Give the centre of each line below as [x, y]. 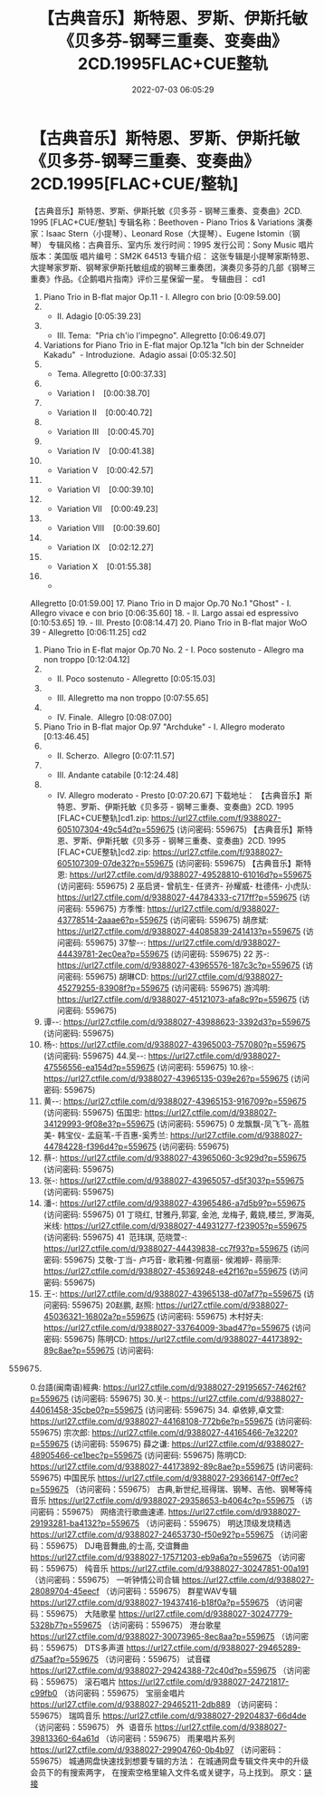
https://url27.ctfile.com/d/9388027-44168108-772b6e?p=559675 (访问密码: [171, 1421]
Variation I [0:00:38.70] [103, 393]
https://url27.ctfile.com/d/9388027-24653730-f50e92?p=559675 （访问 [165, 1534]
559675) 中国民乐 [63, 1477]
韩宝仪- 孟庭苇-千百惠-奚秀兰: [113, 1135]
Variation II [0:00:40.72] [105, 412]
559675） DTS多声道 [85, 1647]
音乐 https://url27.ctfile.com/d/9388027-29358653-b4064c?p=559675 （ [168, 1500]
